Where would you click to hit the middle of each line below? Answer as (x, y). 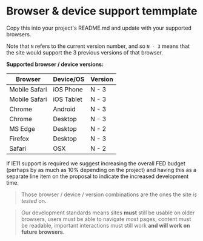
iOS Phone (68, 89)
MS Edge (22, 128)
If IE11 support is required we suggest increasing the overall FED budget (96, 163)
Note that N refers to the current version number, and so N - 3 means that (98, 46)
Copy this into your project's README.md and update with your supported (99, 28)
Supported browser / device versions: (55, 64)
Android (64, 109)
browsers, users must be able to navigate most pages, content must (106, 219)
